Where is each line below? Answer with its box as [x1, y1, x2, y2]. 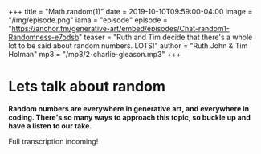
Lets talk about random [8, 78, 166, 95]
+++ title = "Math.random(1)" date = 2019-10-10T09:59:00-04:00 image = [8, 7, 253, 16]
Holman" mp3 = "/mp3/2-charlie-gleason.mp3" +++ [8, 50, 181, 59]
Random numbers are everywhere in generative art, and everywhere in [8, 103, 250, 113]
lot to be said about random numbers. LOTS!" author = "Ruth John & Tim [8, 41, 248, 51]
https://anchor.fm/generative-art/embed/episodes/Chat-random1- [11, 24, 230, 33]
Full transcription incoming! [8, 136, 99, 146]
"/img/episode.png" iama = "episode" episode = [8, 15, 168, 25]
